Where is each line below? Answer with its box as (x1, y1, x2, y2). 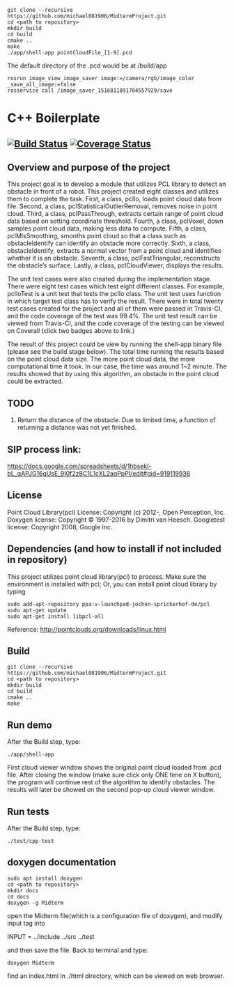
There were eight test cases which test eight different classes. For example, (7, 282, 225, 290)
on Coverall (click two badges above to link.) (7, 327, 135, 335)
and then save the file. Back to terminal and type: (7, 946, 148, 954)
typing (7, 587, 26, 596)
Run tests (7, 805, 49, 818)
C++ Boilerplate (7, 110, 100, 126)
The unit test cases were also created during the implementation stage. (7, 275, 212, 283)
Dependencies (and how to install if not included (7, 543, 221, 555)
